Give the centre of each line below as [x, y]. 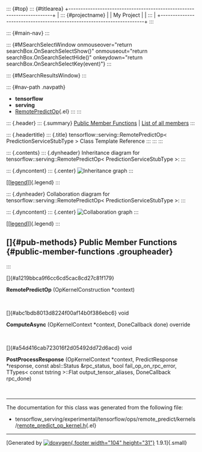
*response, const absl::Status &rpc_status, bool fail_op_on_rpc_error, [91, 366]
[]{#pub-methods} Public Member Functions [92, 243]
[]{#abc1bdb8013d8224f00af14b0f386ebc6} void [68, 313]
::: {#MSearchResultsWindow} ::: [47, 75]
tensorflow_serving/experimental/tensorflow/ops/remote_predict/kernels [105, 419]
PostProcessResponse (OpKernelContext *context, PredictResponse [92, 359]
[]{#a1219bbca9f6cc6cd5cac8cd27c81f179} [60, 278]
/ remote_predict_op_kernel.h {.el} [56, 425]
